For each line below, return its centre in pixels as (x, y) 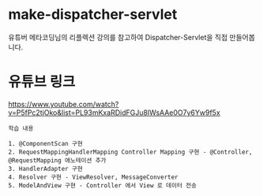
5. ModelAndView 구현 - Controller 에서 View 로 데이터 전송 (103, 185)
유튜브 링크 (42, 82)
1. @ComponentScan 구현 (45, 143)
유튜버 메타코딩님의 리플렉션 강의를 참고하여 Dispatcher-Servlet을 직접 (118, 37)
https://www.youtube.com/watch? (64, 104)
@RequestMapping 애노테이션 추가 (57, 160)
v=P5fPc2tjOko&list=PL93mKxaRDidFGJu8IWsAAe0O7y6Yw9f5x (115, 113)
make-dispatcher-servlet (93, 15)
